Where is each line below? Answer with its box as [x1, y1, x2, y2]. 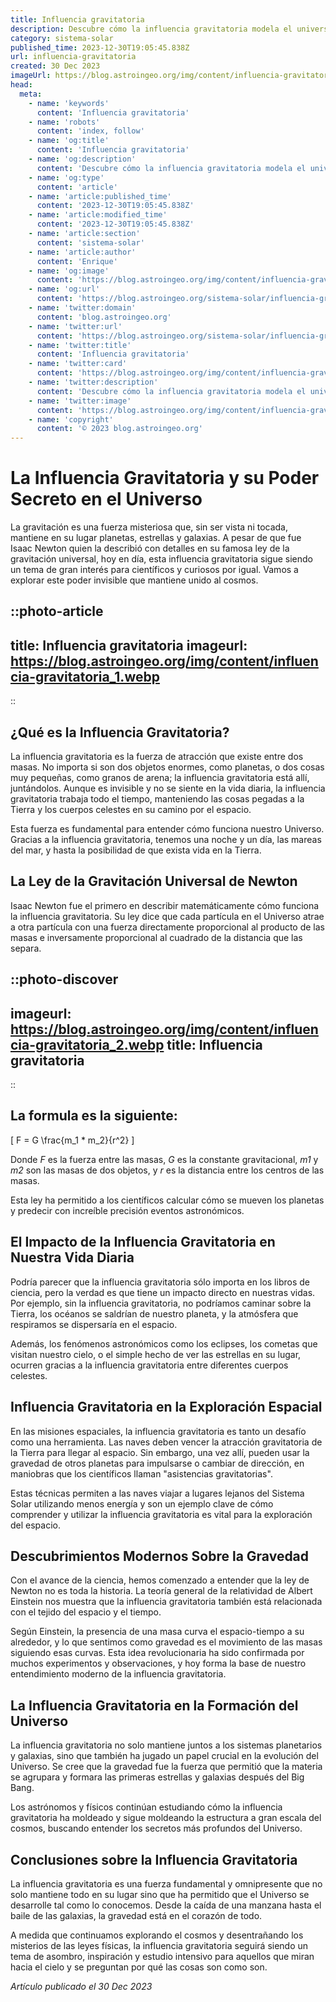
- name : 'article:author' [28, 247, 137, 257]
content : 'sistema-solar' [36, 237, 145, 248]
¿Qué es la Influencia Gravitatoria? [10, 724, 230, 741]
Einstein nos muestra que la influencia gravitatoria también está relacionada [10, 1596, 323, 1608]
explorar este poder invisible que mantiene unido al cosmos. [10, 574, 259, 586]
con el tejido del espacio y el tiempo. [10, 1606, 162, 1618]
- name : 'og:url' [28, 284, 101, 295]
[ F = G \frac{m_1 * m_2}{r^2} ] [10, 1134, 135, 1146]
